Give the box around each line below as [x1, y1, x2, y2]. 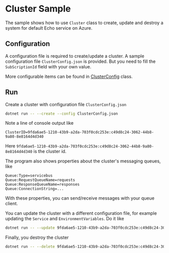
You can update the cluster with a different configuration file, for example [5, 210, 157, 216]
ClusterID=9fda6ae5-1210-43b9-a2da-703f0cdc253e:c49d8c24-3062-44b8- [5, 130, 154, 135]
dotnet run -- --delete [5, 244, 55, 249]
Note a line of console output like [5, 120, 74, 126]
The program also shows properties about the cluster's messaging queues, [5, 158, 161, 164]
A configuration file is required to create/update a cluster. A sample [5, 53, 144, 59]
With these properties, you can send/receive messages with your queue [5, 195, 155, 201]
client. [5, 201, 18, 207]
